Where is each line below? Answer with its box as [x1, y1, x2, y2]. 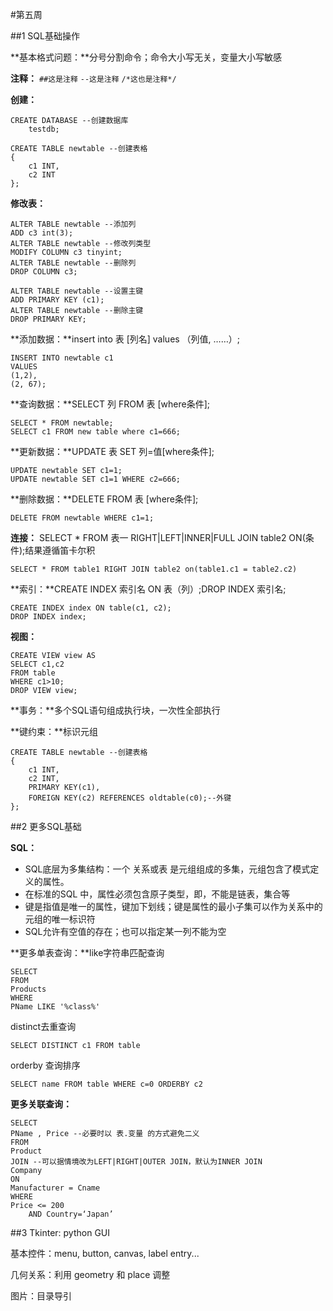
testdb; [28, 124, 60, 134]
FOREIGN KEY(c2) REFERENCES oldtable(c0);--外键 [28, 793, 232, 803]
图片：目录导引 [10, 1290, 72, 1302]
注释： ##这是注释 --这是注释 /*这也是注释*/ [10, 73, 177, 84]
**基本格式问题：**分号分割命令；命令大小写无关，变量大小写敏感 [10, 51, 283, 63]
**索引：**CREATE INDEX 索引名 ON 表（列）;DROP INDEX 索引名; [10, 583, 287, 595]
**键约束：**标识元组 [10, 726, 99, 737]
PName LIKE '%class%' [10, 1002, 101, 1012]
